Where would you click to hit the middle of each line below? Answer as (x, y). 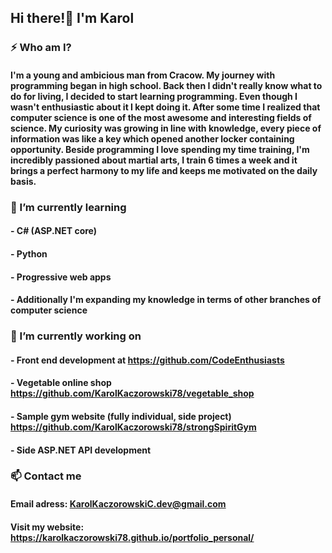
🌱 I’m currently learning (68, 207)
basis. (23, 181)
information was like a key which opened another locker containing (152, 138)
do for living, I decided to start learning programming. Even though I (154, 96)
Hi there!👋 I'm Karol (72, 18)
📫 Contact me (46, 476)
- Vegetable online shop (61, 383)
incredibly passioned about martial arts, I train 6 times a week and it (154, 160)
